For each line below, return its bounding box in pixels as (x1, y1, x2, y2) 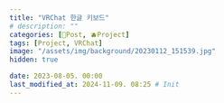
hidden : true (9, 55, 59, 64)
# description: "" (9, 22, 79, 31)
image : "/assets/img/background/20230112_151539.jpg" (9, 47, 217, 56)
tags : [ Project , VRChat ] (9, 38, 103, 48)
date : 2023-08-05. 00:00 (9, 71, 103, 81)
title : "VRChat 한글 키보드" (9, 13, 110, 23)
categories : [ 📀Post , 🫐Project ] (9, 30, 130, 39)
